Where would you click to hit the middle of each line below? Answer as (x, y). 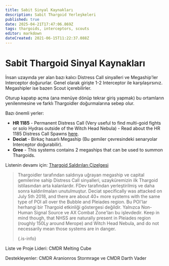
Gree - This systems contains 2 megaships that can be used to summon (88, 149)
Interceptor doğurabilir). (37, 144)
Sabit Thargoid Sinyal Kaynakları (75, 63)
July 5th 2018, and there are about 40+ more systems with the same (89, 196)
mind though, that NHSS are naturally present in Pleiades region (84, 218)
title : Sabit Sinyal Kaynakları (39, 10)
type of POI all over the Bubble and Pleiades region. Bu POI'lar (82, 202)
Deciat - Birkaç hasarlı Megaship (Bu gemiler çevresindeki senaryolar (85, 139)
